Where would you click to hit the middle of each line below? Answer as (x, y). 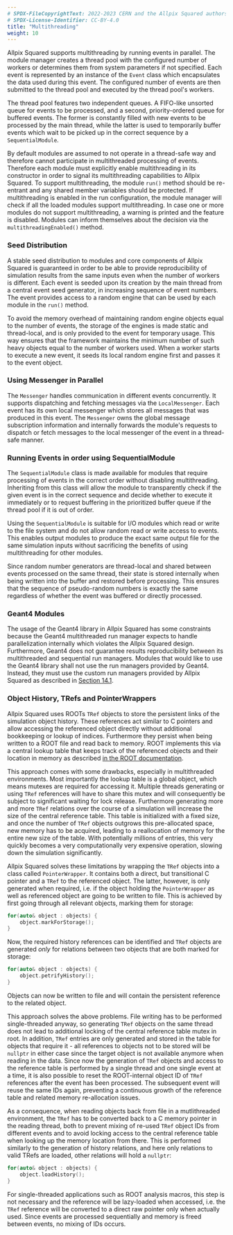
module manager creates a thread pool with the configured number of (107, 60)
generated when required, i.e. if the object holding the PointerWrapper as (111, 888)
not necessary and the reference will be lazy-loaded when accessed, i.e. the (116, 1202)
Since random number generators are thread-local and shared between (109, 566)
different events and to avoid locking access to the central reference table (113, 1133)
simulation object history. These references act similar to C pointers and (110, 721)
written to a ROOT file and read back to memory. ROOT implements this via (114, 743)
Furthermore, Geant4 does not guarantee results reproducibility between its (115, 651)
